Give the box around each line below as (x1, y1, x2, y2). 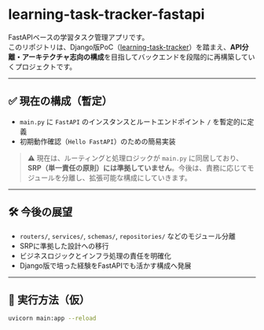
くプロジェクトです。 (8, 61, 77, 71)
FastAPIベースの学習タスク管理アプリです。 (8, 32, 149, 42)
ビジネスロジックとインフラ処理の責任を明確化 (19, 251, 171, 260)
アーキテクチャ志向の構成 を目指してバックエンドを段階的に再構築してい (21, 52, 255, 61)
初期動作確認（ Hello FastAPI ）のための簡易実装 (19, 136, 176, 146)
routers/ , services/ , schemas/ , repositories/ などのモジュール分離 (19, 231, 236, 240)
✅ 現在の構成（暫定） (8, 94, 112, 108)
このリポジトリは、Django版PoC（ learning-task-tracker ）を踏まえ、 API (8, 42, 242, 52)
